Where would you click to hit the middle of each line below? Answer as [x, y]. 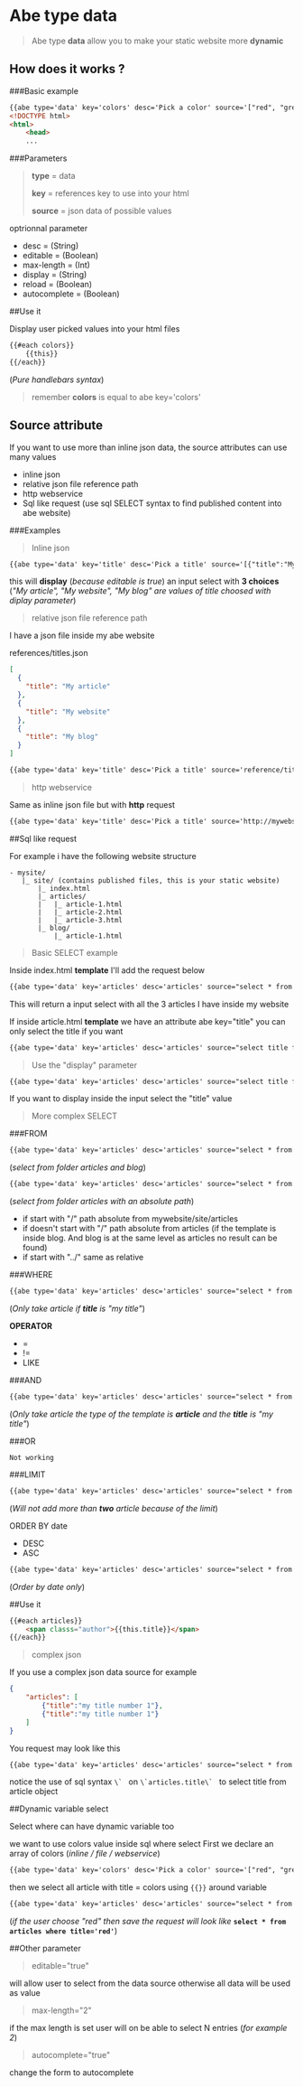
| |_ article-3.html [80, 920]
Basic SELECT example [75, 952]
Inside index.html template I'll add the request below [107, 970]
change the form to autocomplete [72, 2073]
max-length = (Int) [56, 265]
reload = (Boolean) [57, 285]
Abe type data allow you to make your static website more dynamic [157, 41]
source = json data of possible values [101, 211]
